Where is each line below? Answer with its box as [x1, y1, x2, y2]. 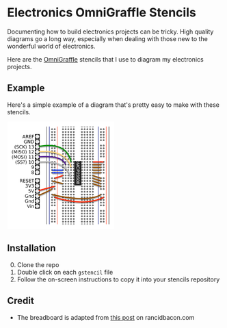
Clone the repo [16, 260, 59, 268]
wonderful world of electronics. [7, 42, 96, 50]
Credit [7, 295, 34, 307]
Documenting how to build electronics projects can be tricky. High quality [7, 27, 214, 36]
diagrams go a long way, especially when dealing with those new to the [7, 34, 209, 42]
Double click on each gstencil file [16, 268, 113, 276]
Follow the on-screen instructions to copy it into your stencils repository [16, 275, 220, 283]
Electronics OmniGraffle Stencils [7, 5, 196, 21]
